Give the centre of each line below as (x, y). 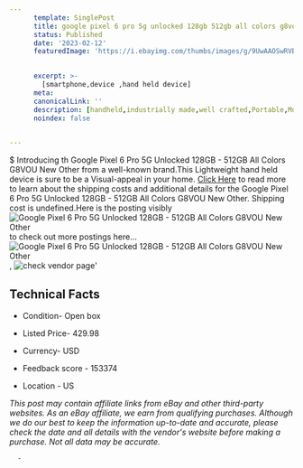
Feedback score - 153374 (70, 368)
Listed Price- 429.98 (61, 333)
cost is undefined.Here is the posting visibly (91, 208)
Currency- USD (51, 351)
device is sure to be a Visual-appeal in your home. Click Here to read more (148, 179)
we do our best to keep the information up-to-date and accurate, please (144, 422)
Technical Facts (55, 294)
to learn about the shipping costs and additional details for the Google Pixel (149, 189)
